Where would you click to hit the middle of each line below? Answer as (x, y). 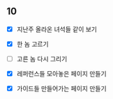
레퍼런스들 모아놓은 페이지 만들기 (61, 74)
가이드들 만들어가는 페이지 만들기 (61, 89)
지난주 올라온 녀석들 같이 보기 (56, 29)
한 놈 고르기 (33, 44)
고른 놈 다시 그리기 (42, 59)
